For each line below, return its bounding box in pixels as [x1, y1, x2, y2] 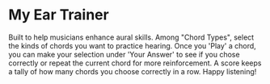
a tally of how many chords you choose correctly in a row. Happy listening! [8, 66, 257, 76]
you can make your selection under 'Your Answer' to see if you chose [8, 49, 240, 59]
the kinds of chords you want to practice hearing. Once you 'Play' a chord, [8, 40, 256, 50]
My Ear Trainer [8, 6, 109, 24]
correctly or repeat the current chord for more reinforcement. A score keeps [8, 58, 262, 68]
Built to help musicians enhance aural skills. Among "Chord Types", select [8, 32, 255, 42]
